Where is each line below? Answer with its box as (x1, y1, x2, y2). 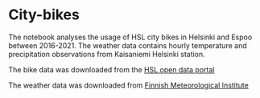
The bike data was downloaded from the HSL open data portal (8, 64, 215, 74)
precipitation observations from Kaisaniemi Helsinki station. (8, 49, 205, 59)
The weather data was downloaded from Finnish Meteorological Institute (8, 80, 250, 90)
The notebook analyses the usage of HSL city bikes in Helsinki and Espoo (8, 32, 253, 42)
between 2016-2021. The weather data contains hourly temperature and (8, 40, 247, 50)
